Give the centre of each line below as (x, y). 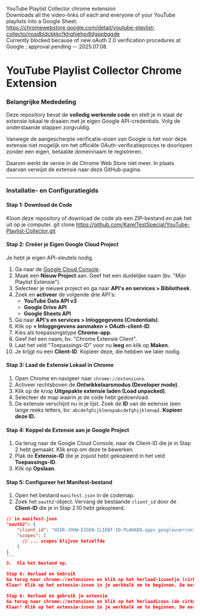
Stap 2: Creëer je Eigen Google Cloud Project (62, 244)
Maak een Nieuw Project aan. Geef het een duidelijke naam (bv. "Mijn (100, 275)
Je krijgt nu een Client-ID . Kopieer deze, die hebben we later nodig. (98, 351)
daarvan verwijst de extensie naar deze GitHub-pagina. (74, 170)
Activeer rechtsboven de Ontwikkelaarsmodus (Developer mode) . (97, 385)
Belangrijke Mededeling (41, 102)
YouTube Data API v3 (50, 301)
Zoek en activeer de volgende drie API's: (65, 294)
